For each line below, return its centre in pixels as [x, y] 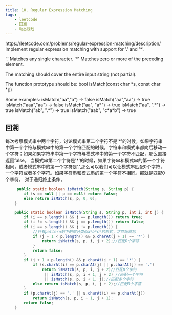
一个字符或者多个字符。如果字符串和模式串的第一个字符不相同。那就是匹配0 [85, 173]
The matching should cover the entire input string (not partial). [71, 74]
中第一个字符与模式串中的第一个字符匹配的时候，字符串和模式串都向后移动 [84, 147]
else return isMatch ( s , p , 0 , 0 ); [60, 198]
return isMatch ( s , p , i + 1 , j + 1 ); [73, 298]
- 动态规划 [25, 29]
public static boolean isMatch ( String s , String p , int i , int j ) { [89, 213]
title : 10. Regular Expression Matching [49, 10]
